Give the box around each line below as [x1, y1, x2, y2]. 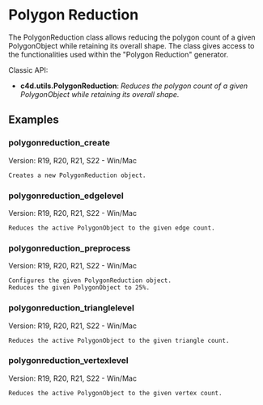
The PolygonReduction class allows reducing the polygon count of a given [8, 32, 257, 42]
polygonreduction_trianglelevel [8, 302, 135, 314]
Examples [8, 113, 59, 127]
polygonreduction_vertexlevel [8, 355, 129, 366]
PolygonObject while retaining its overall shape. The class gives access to [8, 40, 255, 50]
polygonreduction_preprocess [8, 243, 131, 254]
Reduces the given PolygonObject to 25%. [8, 284, 151, 292]
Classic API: [8, 65, 49, 74]
